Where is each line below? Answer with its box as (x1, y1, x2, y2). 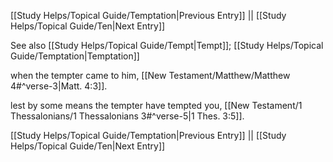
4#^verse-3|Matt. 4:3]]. (10, 80, 108, 92)
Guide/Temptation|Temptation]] (10, 50, 140, 62)
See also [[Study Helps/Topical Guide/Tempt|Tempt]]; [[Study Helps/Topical (10, 40, 324, 51)
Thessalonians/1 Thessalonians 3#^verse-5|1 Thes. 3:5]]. (10, 110, 245, 122)
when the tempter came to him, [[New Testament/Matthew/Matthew (10, 70, 291, 81)
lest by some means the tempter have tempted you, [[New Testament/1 (10, 100, 303, 111)
